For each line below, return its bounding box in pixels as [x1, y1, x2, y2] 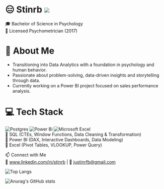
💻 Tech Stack [5, 106, 64, 118]
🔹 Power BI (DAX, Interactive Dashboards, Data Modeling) [5, 136, 123, 142]
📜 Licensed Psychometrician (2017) [5, 28, 78, 34]
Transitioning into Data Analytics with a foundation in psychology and [12, 62, 155, 67]
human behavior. [12, 66, 47, 73]
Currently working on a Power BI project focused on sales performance [12, 82, 159, 88]
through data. [12, 77, 41, 83]
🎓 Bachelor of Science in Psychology [5, 20, 83, 26]
